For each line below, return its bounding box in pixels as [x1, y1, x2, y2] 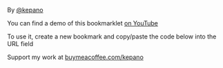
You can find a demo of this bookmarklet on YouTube [7, 19, 159, 27]
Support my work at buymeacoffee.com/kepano [7, 53, 144, 61]
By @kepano [7, 6, 43, 14]
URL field [7, 40, 33, 47]
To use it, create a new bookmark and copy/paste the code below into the [7, 32, 217, 41]
